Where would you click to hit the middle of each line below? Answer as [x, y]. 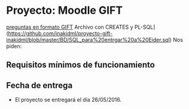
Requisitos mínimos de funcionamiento [81, 65]
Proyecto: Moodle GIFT [65, 10]
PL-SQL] [145, 27]
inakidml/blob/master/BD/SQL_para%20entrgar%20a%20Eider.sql [88, 40]
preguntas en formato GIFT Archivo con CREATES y [70, 27]
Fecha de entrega [39, 85]
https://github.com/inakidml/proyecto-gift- [60, 33]
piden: [14, 46]
